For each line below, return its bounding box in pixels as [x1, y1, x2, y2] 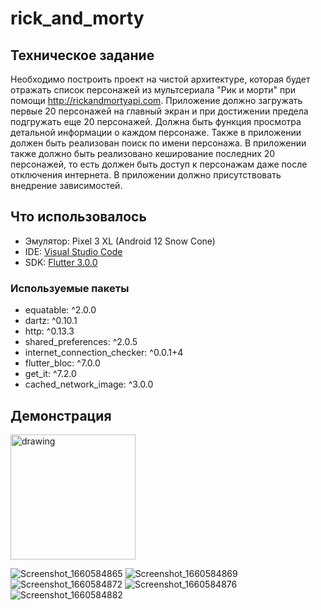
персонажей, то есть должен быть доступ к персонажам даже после [10, 158, 308, 170]
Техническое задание [10, 47, 155, 64]
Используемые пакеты [10, 281, 130, 295]
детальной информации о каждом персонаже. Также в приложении [10, 127, 302, 138]
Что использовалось [10, 208, 147, 226]
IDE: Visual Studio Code [24, 245, 123, 257]
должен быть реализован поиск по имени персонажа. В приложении [10, 137, 307, 149]
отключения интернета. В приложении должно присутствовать [10, 169, 282, 181]
